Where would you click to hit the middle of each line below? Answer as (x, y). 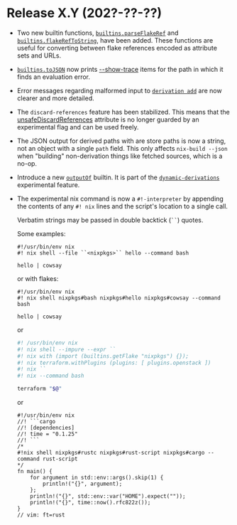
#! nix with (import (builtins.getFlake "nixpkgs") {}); (103, 356)
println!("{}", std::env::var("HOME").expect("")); (108, 497)
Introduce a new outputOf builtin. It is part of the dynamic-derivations (118, 177)
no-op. (27, 163)
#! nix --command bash (50, 376)
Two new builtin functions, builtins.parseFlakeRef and (98, 33)
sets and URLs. (39, 55)
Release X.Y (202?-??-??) (84, 13)
